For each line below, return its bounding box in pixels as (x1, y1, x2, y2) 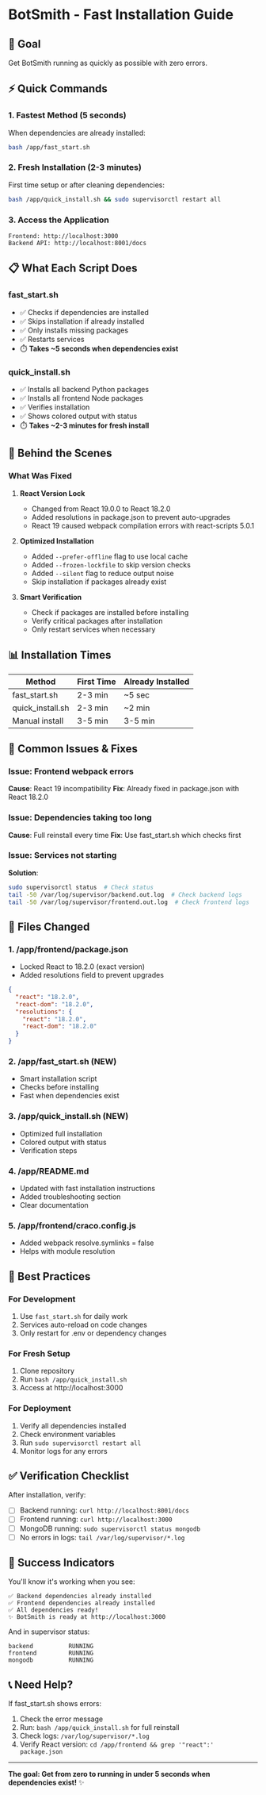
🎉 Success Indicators (8, 1556, 115, 1570)
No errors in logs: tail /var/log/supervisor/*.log (19, 1532, 185, 1542)
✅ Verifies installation (19, 402, 90, 412)
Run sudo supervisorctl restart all (19, 1438, 142, 1447)
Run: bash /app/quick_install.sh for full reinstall (19, 1723, 180, 1732)
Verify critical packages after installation (31, 616, 163, 625)
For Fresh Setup (8, 1347, 71, 1359)
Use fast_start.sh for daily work (19, 1311, 128, 1320)
